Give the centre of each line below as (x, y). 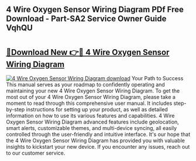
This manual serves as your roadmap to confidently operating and (85, 85)
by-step (16, 109)
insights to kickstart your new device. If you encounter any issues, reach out (98, 147)
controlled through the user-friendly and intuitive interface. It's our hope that (98, 134)
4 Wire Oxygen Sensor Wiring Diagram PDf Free (95, 10)
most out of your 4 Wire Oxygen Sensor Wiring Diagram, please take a (91, 97)
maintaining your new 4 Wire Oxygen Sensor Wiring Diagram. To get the (93, 91)
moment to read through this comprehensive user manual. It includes (89, 103)
